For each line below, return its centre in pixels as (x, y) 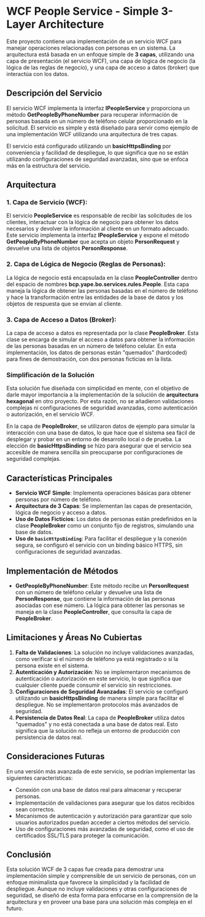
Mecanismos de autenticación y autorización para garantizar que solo (103, 816)
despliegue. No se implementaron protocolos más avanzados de (97, 705)
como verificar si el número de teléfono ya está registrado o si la (97, 659)
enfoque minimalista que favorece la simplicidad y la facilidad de (88, 883)
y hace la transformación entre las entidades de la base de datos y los (95, 297)
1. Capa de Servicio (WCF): (47, 203)
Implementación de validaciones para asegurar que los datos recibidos (105, 803)
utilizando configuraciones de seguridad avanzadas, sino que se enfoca (97, 159)
